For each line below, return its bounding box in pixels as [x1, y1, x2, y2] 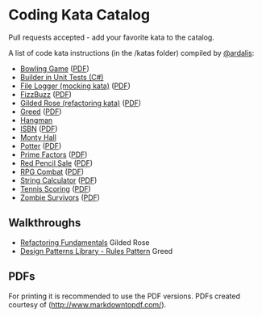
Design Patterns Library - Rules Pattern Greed [19, 246, 173, 256]
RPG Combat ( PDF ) [19, 167, 85, 176]
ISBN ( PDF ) [19, 124, 58, 133]
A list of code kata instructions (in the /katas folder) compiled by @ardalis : [8, 48, 255, 57]
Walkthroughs [8, 216, 81, 230]
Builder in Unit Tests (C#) [19, 72, 104, 82]
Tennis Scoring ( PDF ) [19, 184, 91, 193]
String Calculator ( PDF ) [19, 175, 98, 185]
